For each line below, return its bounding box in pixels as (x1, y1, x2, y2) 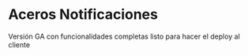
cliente (8, 39, 30, 49)
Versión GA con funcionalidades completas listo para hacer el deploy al (8, 32, 241, 41)
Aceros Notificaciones (8, 6, 158, 24)
